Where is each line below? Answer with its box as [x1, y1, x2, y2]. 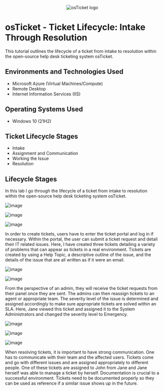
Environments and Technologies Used [5, 67, 124, 76]
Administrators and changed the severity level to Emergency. [5, 311, 128, 317]
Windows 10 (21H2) [12, 118, 51, 124]
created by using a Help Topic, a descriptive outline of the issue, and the [5, 252, 151, 258]
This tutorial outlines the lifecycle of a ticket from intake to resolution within [5, 48, 157, 54]
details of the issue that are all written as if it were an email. [5, 257, 125, 263]
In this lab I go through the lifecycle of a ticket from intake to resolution [5, 188, 148, 194]
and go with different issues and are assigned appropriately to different [5, 360, 148, 366]
